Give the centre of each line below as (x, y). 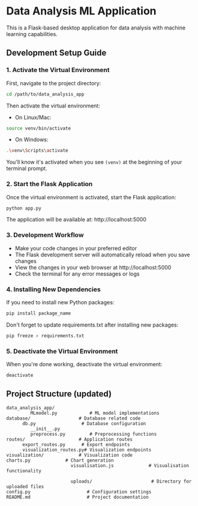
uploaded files (25, 486)
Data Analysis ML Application (82, 11)
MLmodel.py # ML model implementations (95, 413)
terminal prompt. (27, 169)
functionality (24, 471)
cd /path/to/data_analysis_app (45, 94)
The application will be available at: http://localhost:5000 (76, 220)
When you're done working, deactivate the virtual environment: (84, 364)
